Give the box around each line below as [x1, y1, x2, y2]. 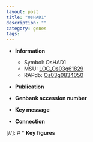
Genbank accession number [14, 95, 87, 102]
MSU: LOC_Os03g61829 [23, 65, 84, 72]
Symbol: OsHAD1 [23, 59, 66, 66]
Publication [14, 83, 44, 90]
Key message [14, 106, 50, 113]
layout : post [6, 8, 39, 15]
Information [14, 47, 46, 54]
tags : [6, 31, 20, 37]
